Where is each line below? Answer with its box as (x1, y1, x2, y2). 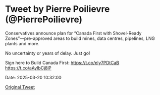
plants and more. (5, 40, 40, 46)
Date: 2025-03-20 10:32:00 (5, 74, 62, 80)
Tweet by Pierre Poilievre (5, 3, 110, 15)
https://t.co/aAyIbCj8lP (5, 65, 52, 71)
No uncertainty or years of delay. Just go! (5, 50, 90, 56)
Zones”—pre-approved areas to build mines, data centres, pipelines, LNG (5, 35, 155, 41)
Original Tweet (5, 84, 35, 90)
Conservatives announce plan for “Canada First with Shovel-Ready (5, 30, 142, 36)
